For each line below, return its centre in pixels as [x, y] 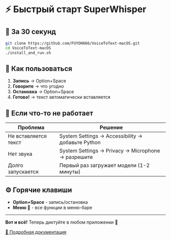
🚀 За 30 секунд [31, 31]
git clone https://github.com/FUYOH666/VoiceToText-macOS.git [73, 43]
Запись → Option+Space [39, 81]
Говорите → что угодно [38, 86]
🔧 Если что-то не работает [49, 113]
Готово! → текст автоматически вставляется [62, 97]
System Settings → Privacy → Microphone [110, 151]
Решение [111, 127]
